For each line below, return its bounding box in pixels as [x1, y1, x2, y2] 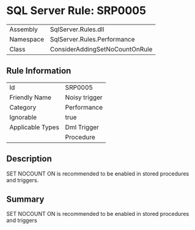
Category [9, 103, 37, 111]
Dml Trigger [65, 123, 100, 132]
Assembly [9, 25, 39, 34]
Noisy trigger [65, 93, 103, 102]
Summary [6, 194, 45, 204]
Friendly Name [9, 93, 52, 102]
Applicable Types [9, 123, 59, 132]
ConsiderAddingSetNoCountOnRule [50, 45, 153, 53]
